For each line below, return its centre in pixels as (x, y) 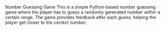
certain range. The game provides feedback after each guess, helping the (81, 17)
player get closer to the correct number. (46, 22)
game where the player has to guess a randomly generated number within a (83, 12)
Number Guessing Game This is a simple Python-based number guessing (80, 7)
